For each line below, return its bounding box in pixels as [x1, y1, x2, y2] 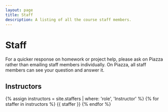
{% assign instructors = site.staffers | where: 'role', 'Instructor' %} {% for [5, 96, 159, 102]
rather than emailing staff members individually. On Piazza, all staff [5, 62, 146, 68]
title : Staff [5, 12, 33, 17]
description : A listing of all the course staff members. [5, 17, 132, 22]
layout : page [5, 7, 33, 13]
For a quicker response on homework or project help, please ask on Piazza [5, 56, 163, 62]
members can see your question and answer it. [5, 67, 105, 73]
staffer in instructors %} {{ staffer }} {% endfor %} [5, 101, 111, 107]
